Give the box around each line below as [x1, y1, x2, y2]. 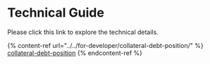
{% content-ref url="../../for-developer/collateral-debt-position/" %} [7, 41, 204, 49]
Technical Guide [7, 5, 104, 21]
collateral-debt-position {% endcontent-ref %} [7, 49, 142, 57]
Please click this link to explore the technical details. [7, 28, 159, 36]
